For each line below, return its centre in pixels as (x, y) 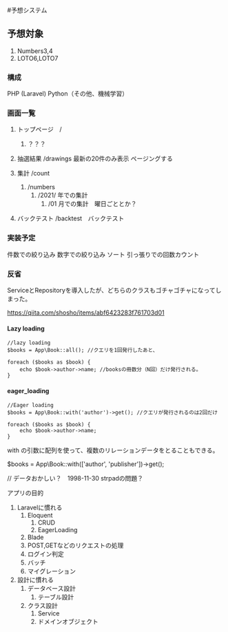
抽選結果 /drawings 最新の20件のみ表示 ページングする (95, 159)
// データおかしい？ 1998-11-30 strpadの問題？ (75, 478)
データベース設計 (51, 589)
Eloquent (40, 516)
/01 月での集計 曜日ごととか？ (92, 204)
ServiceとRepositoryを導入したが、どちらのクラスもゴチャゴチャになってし (114, 290)
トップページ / (39, 129)
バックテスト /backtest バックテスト (71, 218)
